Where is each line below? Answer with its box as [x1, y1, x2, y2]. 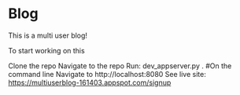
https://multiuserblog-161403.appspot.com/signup [8, 78, 172, 87]
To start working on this [8, 46, 85, 55]
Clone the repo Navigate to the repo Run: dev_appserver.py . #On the [8, 60, 232, 71]
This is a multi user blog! [8, 31, 88, 40]
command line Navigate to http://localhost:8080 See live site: [8, 69, 206, 79]
